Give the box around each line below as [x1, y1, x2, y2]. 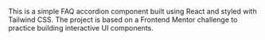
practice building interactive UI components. [8, 24, 154, 32]
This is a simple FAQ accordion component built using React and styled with [8, 7, 257, 16]
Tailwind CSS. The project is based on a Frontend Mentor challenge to [8, 15, 238, 24]
